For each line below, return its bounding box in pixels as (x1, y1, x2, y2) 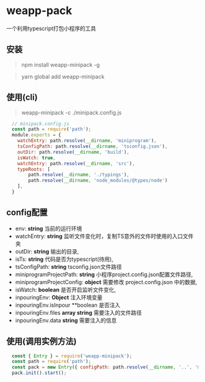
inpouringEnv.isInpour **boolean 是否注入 (15, 301, 121, 309)
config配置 (6, 208, 48, 218)
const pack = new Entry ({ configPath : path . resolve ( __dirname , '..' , (12, 364, 192, 370)
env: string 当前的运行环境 (15, 225, 82, 232)
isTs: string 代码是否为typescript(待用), (15, 255, 113, 263)
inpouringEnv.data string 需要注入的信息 (15, 316, 117, 324)
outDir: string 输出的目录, (15, 247, 79, 255)
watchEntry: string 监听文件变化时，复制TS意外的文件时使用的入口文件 (15, 232, 194, 239)
